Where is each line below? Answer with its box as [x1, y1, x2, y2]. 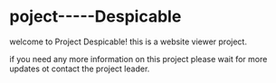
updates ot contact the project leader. [9, 63, 150, 74]
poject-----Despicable [9, 6, 182, 27]
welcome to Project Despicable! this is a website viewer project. [9, 36, 247, 47]
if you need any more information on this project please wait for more [9, 53, 268, 64]
